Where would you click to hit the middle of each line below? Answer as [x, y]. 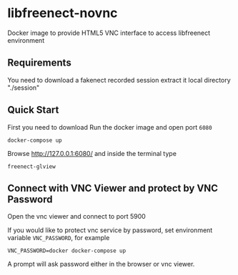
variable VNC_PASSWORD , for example [59, 238]
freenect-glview [31, 166]
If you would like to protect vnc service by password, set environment [110, 230]
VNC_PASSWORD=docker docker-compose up [67, 251]
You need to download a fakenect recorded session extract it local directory [119, 80]
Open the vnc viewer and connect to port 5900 [77, 217]
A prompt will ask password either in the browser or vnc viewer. [101, 264]
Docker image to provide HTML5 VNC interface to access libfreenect [109, 33]
